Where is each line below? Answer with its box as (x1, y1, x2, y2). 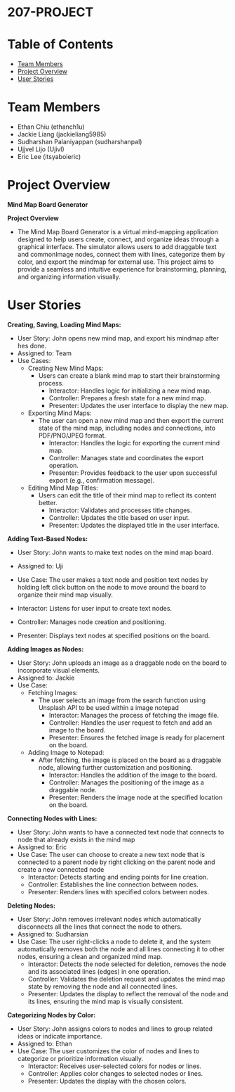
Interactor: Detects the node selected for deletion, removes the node (27, 960, 227, 968)
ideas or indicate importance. (17, 1031, 103, 1040)
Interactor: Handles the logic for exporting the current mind (48, 438, 220, 447)
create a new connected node (17, 865, 105, 873)
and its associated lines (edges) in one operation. (27, 967, 170, 975)
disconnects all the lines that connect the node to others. (17, 922, 182, 931)
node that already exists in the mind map (17, 835, 135, 844)
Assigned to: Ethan (17, 1039, 72, 1048)
